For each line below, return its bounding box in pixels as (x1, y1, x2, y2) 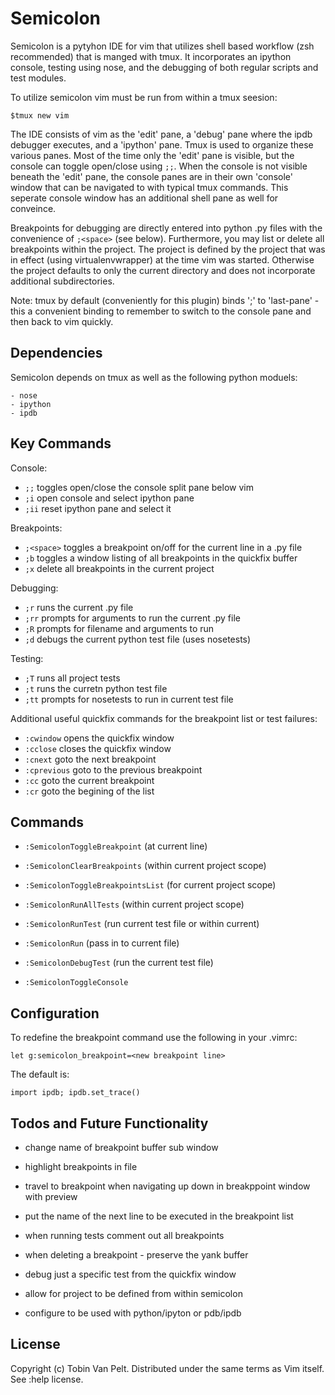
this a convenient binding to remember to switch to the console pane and (10, 305, 312, 317)
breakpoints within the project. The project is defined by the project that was (10, 243, 326, 255)
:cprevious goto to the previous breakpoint (24, 763, 203, 776)
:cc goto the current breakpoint (24, 774, 155, 786)
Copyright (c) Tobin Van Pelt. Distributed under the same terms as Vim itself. (10, 1362, 325, 1374)
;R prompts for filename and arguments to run (24, 622, 215, 634)
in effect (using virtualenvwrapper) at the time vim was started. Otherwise (10, 253, 315, 266)
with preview (24, 1191, 78, 1202)
